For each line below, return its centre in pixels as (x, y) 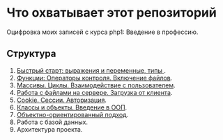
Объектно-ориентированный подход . (72, 114)
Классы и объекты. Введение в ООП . (72, 107)
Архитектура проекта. (49, 129)
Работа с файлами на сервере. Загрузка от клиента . (94, 92)
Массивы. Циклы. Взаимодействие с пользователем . (96, 85)
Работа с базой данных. (52, 122)
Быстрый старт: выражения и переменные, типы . (91, 70)
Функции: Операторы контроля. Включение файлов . (94, 78)
